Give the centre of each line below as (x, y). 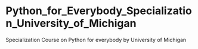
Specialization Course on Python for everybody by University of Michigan (96, 40)
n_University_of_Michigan (71, 23)
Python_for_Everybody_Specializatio (99, 11)
